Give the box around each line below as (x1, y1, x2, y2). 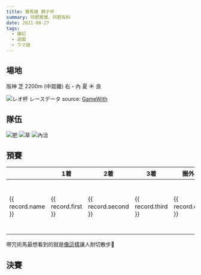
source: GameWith (62, 95, 108, 102)
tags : (6, 25, 20, 32)
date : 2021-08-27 (6, 20, 50, 26)
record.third (135, 202, 168, 211)
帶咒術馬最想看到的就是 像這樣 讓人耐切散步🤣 (6, 241, 115, 248)
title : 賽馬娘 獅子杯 (6, 8, 55, 15)
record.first (50, 202, 83, 211)
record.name (9, 202, 45, 211)
